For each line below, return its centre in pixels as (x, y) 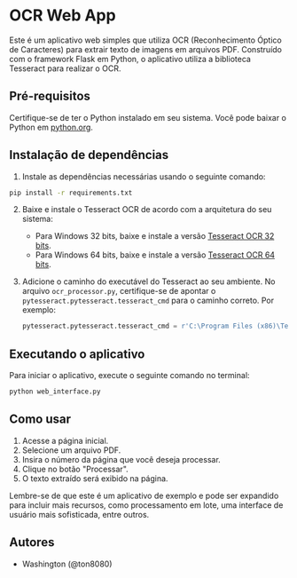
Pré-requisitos (50, 96)
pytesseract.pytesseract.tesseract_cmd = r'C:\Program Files (137, 326)
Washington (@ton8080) (67, 564)
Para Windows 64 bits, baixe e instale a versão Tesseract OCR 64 (155, 255)
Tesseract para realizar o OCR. (65, 68)
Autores (32, 542)
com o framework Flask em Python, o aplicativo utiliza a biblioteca (130, 59)
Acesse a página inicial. (65, 440)
